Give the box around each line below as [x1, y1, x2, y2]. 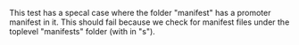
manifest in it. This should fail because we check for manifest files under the [9, 17, 290, 27]
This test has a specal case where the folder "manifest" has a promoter [9, 8, 271, 18]
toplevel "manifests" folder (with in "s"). [9, 26, 156, 36]
